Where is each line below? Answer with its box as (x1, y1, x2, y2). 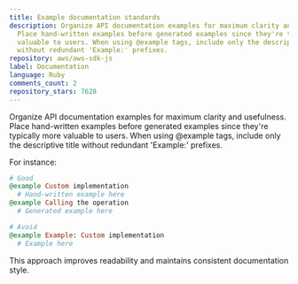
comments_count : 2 (9, 79, 77, 88)
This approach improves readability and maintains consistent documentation (9, 255, 289, 265)
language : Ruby (9, 71, 66, 80)
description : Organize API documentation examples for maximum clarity (9, 21, 279, 30)
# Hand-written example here (17, 190, 125, 199)
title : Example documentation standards (9, 12, 161, 22)
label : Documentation (9, 63, 90, 72)
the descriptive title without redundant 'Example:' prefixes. (9, 139, 223, 150)
